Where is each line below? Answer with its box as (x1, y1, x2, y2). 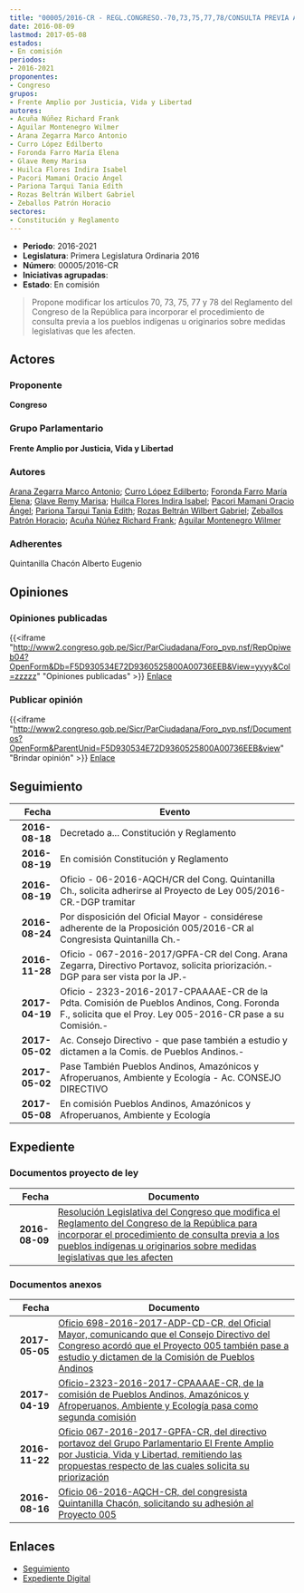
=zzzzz (9, 670, 37, 681)
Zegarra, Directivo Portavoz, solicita (60, 959, 213, 971)
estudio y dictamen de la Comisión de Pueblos (58, 1350, 255, 1363)
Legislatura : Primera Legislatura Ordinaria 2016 (22, 250, 200, 261)
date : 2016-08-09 (9, 22, 75, 31)
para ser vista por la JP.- (81, 971, 188, 983)
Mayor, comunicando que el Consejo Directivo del (58, 1327, 271, 1340)
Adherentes (9, 537, 63, 549)
